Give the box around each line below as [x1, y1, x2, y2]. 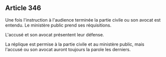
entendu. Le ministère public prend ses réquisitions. [5, 22, 112, 28]
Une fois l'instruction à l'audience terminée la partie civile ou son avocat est [5, 17, 161, 23]
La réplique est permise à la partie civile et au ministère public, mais [5, 41, 145, 47]
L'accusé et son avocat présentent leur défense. [5, 31, 104, 37]
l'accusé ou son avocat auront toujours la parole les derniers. [5, 46, 131, 52]
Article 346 [5, 4, 41, 12]
